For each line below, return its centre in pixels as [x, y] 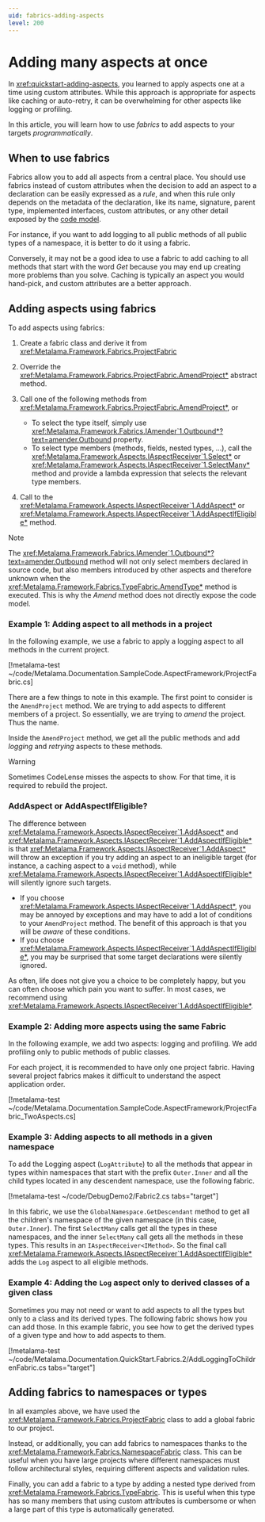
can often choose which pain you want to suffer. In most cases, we [117, 989]
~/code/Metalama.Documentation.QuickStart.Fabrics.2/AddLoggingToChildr [132, 1359]
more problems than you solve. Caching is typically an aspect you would [126, 275]
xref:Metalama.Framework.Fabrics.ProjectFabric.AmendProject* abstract [138, 375]
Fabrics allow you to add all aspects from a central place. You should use [127, 177]
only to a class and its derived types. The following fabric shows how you [128, 1318]
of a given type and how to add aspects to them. [87, 1335]
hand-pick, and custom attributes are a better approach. [100, 284]
